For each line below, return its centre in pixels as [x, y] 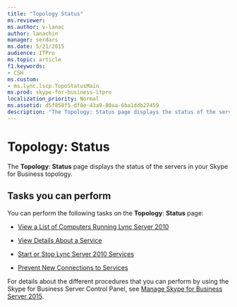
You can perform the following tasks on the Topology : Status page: [105, 213]
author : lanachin [33, 33]
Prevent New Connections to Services [73, 268]
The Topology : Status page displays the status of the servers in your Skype [118, 166]
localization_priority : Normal [53, 99]
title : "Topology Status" [45, 14]
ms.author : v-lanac [36, 27]
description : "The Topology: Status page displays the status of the [112, 112]
